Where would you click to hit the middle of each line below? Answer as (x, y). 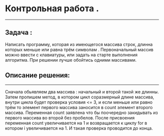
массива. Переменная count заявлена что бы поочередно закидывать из (82, 113)
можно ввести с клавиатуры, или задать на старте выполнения (71, 55)
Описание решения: (38, 76)
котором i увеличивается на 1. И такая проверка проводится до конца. (79, 128)
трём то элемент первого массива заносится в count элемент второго (79, 107)
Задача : (19, 33)
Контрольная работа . (52, 9)
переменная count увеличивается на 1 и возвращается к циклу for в (76, 123)
